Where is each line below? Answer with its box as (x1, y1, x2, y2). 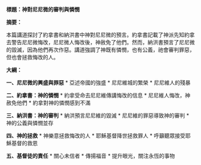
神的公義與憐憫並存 (6, 120, 54, 126)
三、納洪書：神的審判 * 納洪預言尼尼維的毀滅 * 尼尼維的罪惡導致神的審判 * (6, 112, 190, 119)
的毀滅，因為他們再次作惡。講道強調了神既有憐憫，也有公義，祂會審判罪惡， (6, 46, 195, 53)
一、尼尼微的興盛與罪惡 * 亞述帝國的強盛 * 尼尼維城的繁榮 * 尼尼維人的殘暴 (6, 79, 191, 86)
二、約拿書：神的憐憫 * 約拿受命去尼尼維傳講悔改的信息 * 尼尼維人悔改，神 (6, 92, 190, 99)
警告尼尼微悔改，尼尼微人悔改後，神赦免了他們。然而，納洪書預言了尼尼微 (11, 39, 195, 45)
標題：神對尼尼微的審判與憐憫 (6, 6, 80, 13)
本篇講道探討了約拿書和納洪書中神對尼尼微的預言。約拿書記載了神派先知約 (6, 31, 190, 38)
